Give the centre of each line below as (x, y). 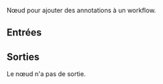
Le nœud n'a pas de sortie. (46, 74)
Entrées (24, 32)
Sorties (23, 57)
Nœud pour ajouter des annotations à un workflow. (81, 10)
